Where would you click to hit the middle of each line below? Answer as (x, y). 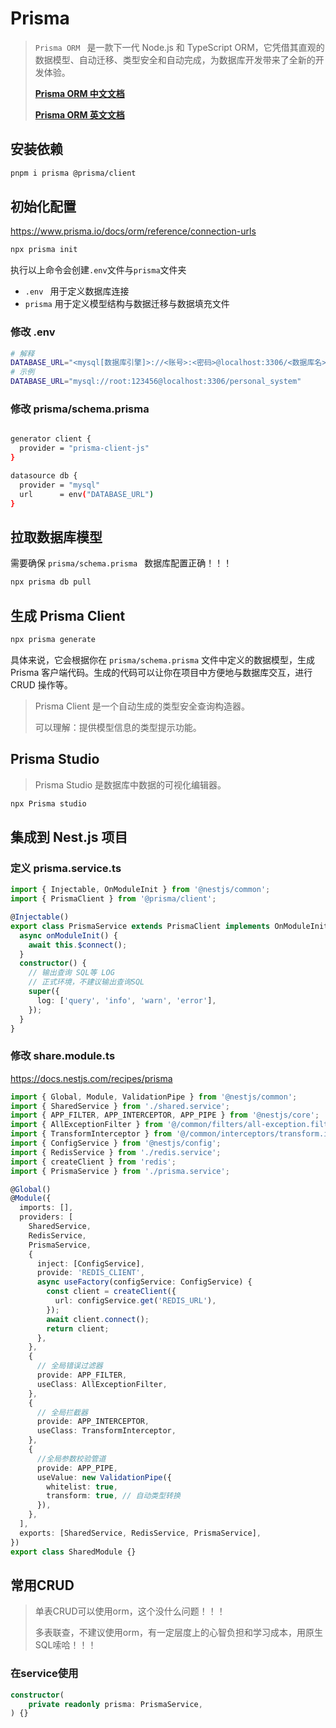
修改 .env (33, 332)
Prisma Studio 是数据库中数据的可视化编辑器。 (130, 784)
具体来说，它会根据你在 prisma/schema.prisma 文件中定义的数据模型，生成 (163, 659)
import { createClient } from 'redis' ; (93, 1162)
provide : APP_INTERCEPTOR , (93, 1422)
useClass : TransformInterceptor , (106, 1431)
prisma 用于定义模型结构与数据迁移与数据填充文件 (127, 304)
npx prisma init (44, 250)
